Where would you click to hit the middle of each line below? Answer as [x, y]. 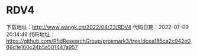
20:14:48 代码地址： [30, 34]
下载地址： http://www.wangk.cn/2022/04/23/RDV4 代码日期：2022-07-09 [98, 27]
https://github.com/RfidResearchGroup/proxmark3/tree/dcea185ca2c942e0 [98, 41]
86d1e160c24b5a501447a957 [42, 47]
